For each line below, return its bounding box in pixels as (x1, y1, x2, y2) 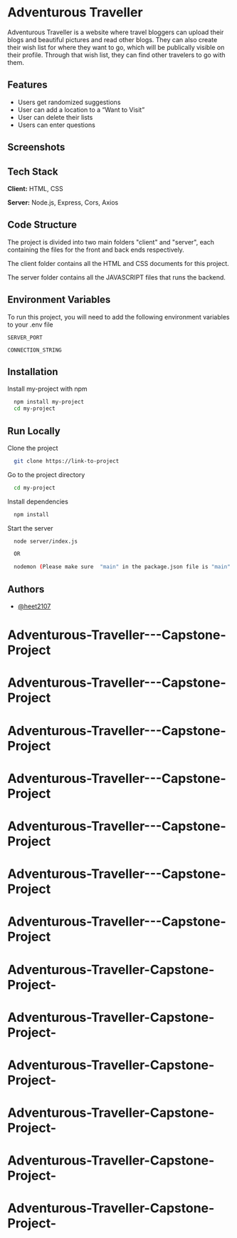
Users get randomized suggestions (17, 98, 121, 106)
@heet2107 (17, 602, 51, 610)
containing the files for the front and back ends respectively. (7, 245, 185, 254)
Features (7, 79, 48, 91)
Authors (7, 583, 45, 595)
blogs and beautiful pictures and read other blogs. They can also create (7, 35, 218, 44)
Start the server (7, 523, 53, 532)
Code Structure (7, 219, 77, 231)
